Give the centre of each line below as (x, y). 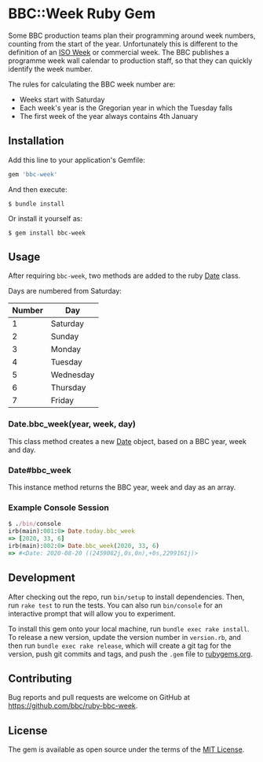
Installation (36, 141)
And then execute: (38, 189)
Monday (66, 350)
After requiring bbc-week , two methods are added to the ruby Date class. (124, 276)
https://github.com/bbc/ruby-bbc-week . (73, 706)
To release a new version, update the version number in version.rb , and (125, 637)
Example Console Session (59, 507)
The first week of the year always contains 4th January (109, 116)
